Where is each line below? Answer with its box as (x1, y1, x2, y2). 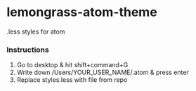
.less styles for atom (6, 27, 65, 36)
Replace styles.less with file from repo (16, 76, 128, 84)
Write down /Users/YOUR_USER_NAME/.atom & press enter (16, 68, 189, 77)
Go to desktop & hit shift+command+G (16, 61, 129, 69)
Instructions (6, 45, 50, 55)
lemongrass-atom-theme (6, 4, 157, 20)
